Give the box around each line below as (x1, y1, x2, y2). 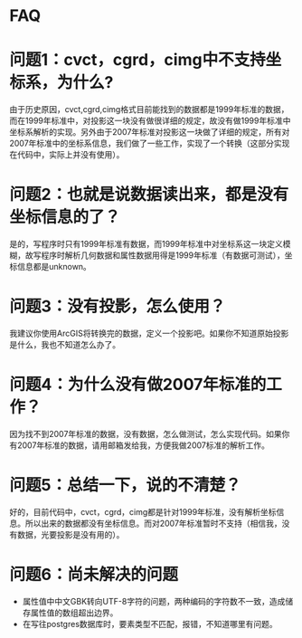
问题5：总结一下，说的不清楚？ (9, 475, 241, 496)
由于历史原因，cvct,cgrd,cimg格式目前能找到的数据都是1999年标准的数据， (9, 104, 289, 115)
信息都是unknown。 (16, 262, 92, 272)
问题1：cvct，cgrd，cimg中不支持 (9, 50, 266, 71)
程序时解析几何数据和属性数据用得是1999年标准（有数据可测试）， (40, 250, 285, 261)
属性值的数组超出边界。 (30, 607, 118, 618)
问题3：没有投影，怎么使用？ (9, 296, 226, 317)
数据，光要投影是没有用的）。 (16, 528, 125, 539)
